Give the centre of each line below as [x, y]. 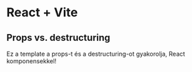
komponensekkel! [31, 61]
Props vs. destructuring [58, 38]
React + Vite [42, 13]
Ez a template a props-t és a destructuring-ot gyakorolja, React [96, 54]
